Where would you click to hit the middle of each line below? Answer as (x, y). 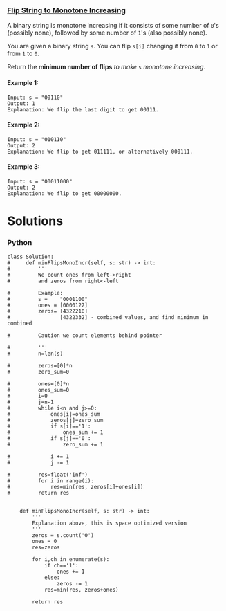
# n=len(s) (35, 354)
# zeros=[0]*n (40, 366)
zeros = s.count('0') (63, 536)
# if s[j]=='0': (49, 439)
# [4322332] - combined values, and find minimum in (108, 318)
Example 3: (23, 167)
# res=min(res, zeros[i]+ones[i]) (75, 487)
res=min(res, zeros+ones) (81, 590)
